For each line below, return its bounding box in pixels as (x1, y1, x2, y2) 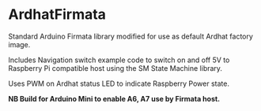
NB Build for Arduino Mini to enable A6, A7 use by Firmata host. (8, 94, 221, 103)
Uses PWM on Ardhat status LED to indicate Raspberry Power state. (8, 79, 229, 88)
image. (8, 39, 31, 49)
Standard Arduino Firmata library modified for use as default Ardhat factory (8, 31, 253, 41)
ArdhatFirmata (8, 6, 107, 24)
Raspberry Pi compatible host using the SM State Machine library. (8, 63, 223, 72)
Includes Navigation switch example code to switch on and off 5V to (8, 55, 230, 65)
